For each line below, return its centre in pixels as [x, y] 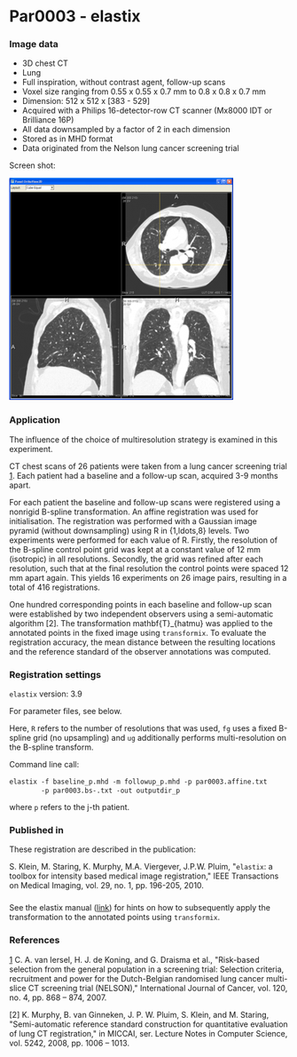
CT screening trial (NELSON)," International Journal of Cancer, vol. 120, [158, 988]
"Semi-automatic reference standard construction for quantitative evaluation [148, 1024]
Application [35, 420]
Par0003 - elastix [75, 16]
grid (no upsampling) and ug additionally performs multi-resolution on [160, 738]
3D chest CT [45, 63]
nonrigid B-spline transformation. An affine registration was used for [134, 512]
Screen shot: [32, 165]
